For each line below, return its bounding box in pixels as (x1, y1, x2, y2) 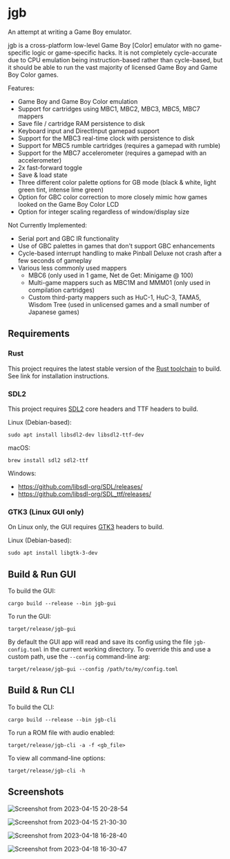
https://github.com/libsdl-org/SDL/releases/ (17, 482, 143, 490)
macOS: (8, 443, 30, 452)
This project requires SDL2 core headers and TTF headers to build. (8, 405, 199, 413)
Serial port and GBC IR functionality (17, 234, 119, 243)
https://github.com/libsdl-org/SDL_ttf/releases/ (17, 490, 151, 498)
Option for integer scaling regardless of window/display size (17, 207, 189, 216)
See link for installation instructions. (8, 371, 110, 380)
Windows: (8, 469, 37, 477)
